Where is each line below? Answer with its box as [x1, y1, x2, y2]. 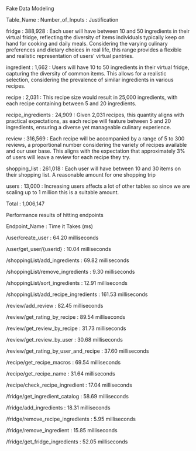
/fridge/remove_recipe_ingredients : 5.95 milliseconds [6, 415, 136, 422]
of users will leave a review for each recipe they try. [6, 154, 130, 160]
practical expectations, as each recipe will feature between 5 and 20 [6, 118, 171, 125]
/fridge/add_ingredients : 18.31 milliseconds [6, 404, 111, 411]
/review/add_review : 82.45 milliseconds [6, 302, 104, 309]
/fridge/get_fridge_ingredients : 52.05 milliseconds [6, 438, 128, 445]
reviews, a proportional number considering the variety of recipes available [6, 142, 187, 148]
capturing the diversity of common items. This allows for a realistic [6, 70, 167, 77]
